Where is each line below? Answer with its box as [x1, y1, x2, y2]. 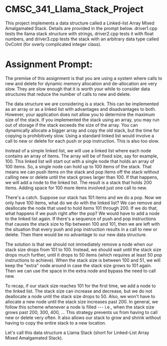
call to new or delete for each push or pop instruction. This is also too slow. [5, 138, 160, 144]
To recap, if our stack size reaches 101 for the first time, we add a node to [5, 283, 156, 289]
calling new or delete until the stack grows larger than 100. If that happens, [5, 174, 159, 180]
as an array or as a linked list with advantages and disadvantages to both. [5, 106, 157, 112]
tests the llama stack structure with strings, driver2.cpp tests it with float [5, 30, 154, 36]
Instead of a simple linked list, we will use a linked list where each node [5, 147, 151, 153]
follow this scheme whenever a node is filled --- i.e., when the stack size [5, 304, 155, 310]
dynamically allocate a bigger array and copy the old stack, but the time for [5, 127, 160, 133]
